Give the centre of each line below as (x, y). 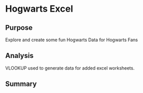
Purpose (19, 28)
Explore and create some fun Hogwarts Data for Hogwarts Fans (71, 40)
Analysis (20, 56)
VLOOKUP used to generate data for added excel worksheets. (70, 68)
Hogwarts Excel (39, 9)
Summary (21, 84)
